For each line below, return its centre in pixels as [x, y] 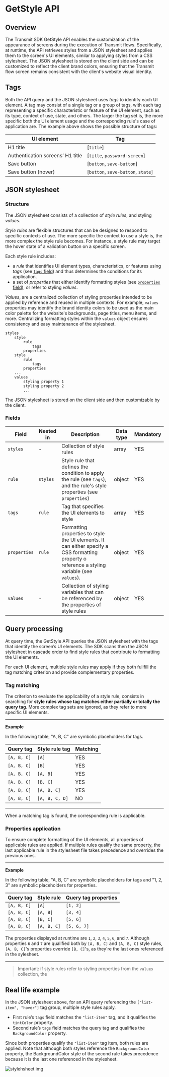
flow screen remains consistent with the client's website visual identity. [79, 72]
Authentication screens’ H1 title [45, 155]
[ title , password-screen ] [116, 155]
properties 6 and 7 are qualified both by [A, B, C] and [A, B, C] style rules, [84, 943]
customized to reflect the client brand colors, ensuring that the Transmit [80, 66]
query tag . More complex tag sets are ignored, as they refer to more [76, 707]
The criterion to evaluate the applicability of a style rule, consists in [75, 696]
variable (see [77, 571]
